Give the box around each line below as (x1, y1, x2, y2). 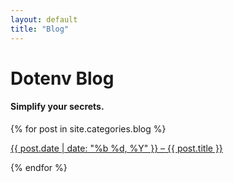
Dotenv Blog (10, 67, 115, 90)
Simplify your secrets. (10, 101, 105, 113)
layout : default (10, 14, 78, 25)
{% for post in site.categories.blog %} (10, 122, 167, 135)
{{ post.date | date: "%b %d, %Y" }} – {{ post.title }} (10, 142, 223, 154)
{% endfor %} (10, 161, 68, 173)
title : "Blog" (10, 24, 70, 34)
